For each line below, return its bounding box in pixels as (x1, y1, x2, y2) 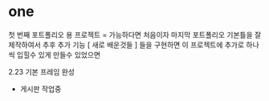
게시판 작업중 (19, 83, 62, 94)
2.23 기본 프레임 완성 (8, 67, 75, 76)
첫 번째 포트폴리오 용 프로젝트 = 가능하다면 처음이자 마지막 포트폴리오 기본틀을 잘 (8, 30, 262, 39)
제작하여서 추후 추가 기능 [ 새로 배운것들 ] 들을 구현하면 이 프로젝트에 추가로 (8, 39, 245, 50)
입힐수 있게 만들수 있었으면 (16, 50, 101, 59)
